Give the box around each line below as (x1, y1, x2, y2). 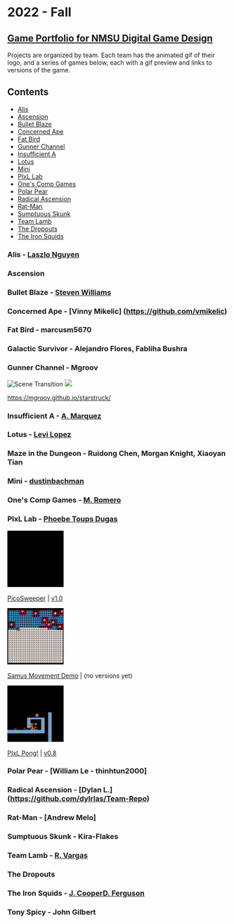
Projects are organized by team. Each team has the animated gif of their (7, 51, 216, 59)
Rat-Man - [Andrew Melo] (7, 813, 96, 823)
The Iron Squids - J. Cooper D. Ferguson (7, 888, 145, 898)
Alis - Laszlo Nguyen (7, 249, 79, 259)
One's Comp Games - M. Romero (7, 495, 122, 505)
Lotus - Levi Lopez (7, 430, 72, 440)
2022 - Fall (7, 4, 72, 20)
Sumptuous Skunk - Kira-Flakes (7, 832, 119, 842)
